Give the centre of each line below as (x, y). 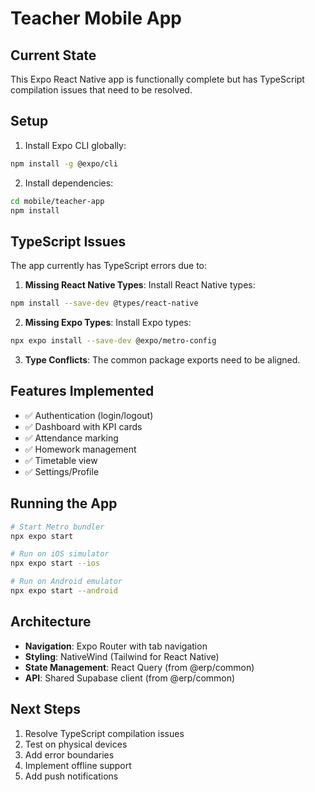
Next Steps (45, 709)
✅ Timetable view (61, 460)
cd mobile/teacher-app (57, 201)
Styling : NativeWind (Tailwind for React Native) (122, 656)
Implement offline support (78, 765)
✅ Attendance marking (71, 438)
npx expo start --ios (55, 563)
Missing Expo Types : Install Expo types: (108, 323)
